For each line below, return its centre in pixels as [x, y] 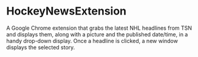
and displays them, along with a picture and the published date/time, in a [97, 34]
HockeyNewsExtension [67, 11]
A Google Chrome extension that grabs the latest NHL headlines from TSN [99, 28]
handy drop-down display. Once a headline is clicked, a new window [92, 41]
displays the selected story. [41, 47]
